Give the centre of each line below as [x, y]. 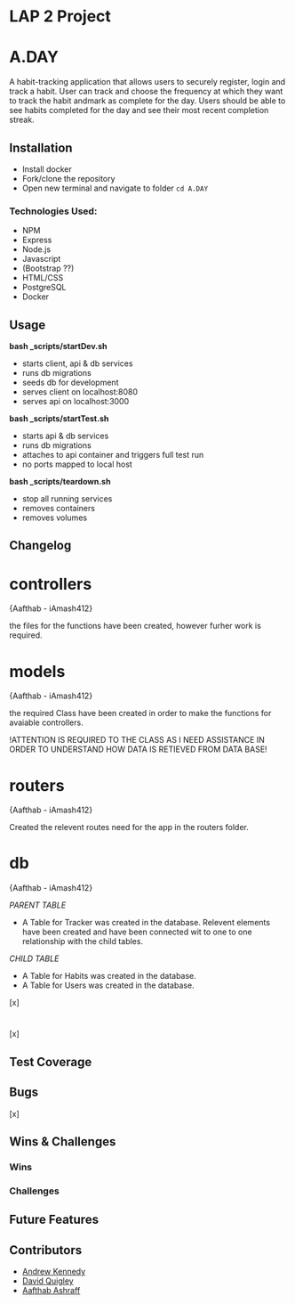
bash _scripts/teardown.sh [60, 482]
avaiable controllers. [46, 722]
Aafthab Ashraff [51, 1291]
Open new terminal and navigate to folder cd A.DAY [115, 188]
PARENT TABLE [38, 905]
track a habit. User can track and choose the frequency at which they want [146, 92]
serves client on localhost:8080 [80, 392]
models [37, 671]
